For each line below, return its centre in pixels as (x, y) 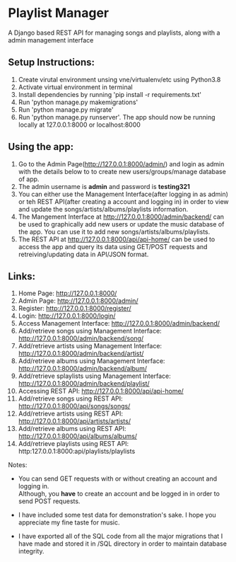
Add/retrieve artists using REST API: (70, 414)
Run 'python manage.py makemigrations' (78, 102)
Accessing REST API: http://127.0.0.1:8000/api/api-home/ (101, 391)
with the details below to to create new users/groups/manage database (122, 171)
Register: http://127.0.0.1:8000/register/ (75, 309)
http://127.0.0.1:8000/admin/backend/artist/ (81, 354)
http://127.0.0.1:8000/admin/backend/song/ (81, 338)
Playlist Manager (58, 13)
